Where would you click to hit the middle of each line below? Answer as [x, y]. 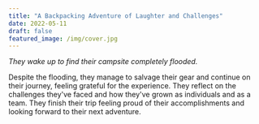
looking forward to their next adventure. [75, 112]
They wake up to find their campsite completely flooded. [103, 62]
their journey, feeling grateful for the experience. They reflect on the [123, 86]
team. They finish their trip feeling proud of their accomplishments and [127, 103]
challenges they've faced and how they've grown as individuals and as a [130, 95]
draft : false [30, 31]
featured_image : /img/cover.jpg [63, 38]
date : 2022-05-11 [38, 24]
